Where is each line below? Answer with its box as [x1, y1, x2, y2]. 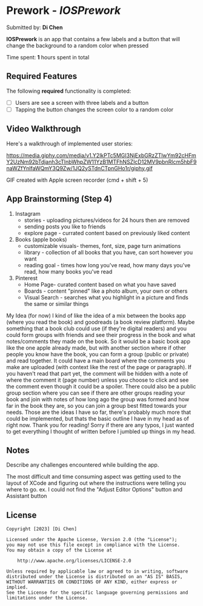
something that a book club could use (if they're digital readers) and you [6, 325, 187, 332]
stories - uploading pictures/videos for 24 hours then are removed [24, 216, 190, 224]
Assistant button [6, 492, 47, 500]
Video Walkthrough [6, 124, 81, 134]
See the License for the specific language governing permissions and [6, 590, 188, 596]
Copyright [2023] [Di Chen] [6, 526, 78, 532]
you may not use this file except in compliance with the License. [6, 542, 181, 548]
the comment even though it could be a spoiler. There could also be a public [6, 382, 196, 390]
